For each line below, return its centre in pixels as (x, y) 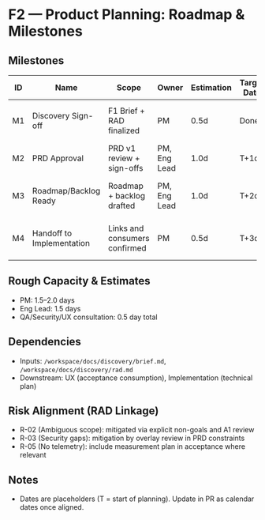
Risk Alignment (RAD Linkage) (84, 411)
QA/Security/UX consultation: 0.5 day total (88, 317)
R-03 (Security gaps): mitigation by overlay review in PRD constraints (132, 438)
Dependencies (45, 342)
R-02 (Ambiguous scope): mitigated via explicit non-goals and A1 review (137, 430)
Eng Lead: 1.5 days (50, 308)
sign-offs (125, 168)
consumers (129, 238)
